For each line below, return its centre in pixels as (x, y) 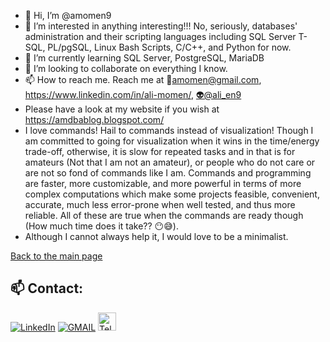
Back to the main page (56, 256)
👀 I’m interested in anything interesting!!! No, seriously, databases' (161, 26)
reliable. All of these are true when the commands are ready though (164, 215)
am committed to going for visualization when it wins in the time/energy (172, 141)
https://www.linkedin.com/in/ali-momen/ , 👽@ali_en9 (133, 94)
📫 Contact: (47, 288)
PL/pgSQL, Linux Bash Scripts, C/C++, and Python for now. (169, 47)
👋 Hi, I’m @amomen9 (68, 15)
